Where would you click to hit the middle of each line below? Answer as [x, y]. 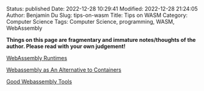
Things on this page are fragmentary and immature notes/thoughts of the [101, 40]
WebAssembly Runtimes [37, 58]
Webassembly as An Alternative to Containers [64, 70]
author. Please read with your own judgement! [66, 46]
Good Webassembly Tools [39, 82]
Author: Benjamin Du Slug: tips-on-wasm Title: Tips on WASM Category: [97, 15]
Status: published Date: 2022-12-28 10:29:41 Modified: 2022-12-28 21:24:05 [102, 9]
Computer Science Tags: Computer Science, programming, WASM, [90, 22]
